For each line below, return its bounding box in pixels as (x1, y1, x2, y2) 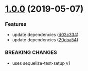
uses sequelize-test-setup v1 (12, 60, 70, 66)
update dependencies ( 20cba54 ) (12, 37, 79, 43)
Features (5, 21, 27, 28)
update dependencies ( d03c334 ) (12, 32, 79, 37)
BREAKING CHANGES (5, 49, 57, 56)
